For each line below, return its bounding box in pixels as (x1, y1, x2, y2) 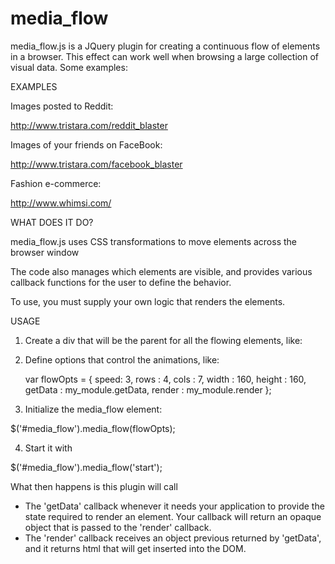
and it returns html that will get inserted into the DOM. (24, 542, 247, 554)
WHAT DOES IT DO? (10, 216, 94, 228)
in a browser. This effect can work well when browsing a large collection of (10, 50, 319, 62)
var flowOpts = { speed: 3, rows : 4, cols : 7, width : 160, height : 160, (24, 373, 307, 385)
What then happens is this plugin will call (10, 480, 178, 492)
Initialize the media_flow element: (24, 403, 163, 415)
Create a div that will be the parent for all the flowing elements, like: (24, 334, 303, 346)
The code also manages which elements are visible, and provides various (10, 265, 313, 277)
